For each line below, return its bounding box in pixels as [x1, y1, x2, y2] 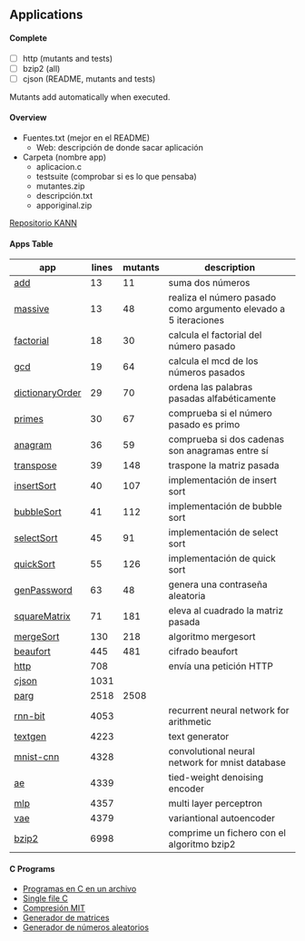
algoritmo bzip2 [168, 838, 236, 851]
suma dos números [168, 277, 251, 289]
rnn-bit [14, 710, 45, 722]
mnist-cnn [14, 750, 60, 763]
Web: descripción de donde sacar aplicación [35, 142, 204, 152]
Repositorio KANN [9, 217, 77, 228]
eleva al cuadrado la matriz [168, 604, 284, 617]
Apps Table [9, 238, 54, 249]
